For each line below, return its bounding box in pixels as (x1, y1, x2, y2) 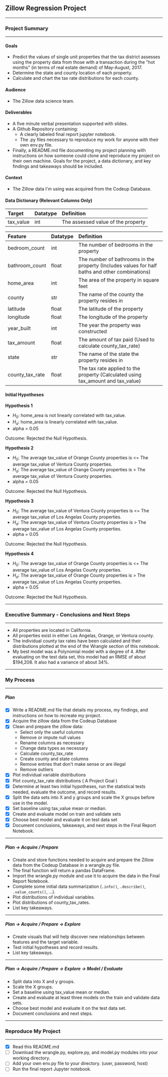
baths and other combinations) (78, 268, 151, 276)
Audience (5, 86, 26, 92)
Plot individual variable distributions (12, 772, 86, 778)
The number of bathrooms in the (78, 256, 154, 263)
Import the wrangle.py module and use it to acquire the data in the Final (12, 873, 160, 879)
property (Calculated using (78, 371, 141, 378)
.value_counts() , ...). (12, 888, 56, 895)
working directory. (12, 1055, 50, 1061)
